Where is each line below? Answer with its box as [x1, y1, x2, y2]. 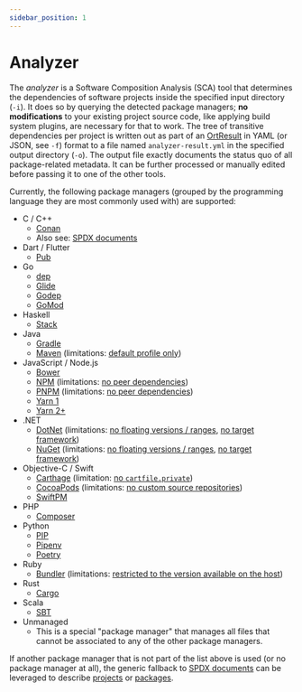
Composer [35, 510, 76, 521]
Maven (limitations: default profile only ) [35, 347, 182, 358]
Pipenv [35, 539, 62, 550]
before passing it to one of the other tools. [9, 168, 167, 179]
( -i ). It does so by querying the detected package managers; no [9, 101, 249, 112]
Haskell [22, 309, 50, 320]
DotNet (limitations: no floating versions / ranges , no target [35, 424, 255, 435]
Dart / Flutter [22, 241, 70, 253]
